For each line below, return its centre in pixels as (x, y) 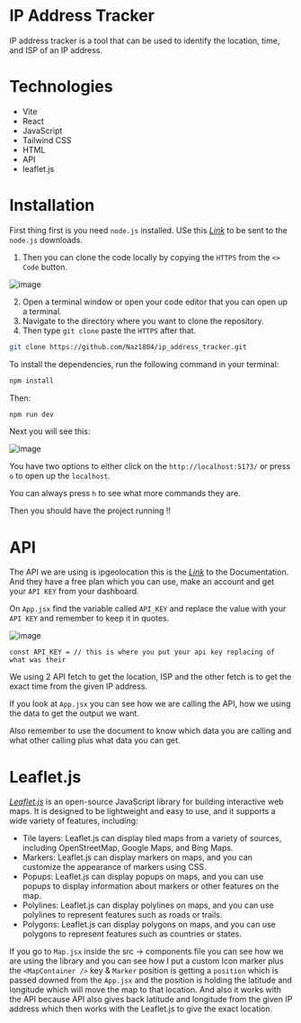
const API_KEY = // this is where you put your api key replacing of (142, 652)
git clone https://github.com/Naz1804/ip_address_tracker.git (128, 347)
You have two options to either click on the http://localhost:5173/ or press (150, 466)
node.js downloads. (46, 240)
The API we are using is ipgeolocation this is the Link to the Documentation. (149, 572)
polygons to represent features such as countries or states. (132, 934)
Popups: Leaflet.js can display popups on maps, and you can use (143, 877)
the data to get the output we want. (74, 713)
